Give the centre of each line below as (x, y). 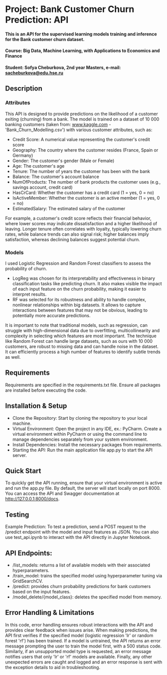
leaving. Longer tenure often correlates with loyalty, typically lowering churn (83, 229)
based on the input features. (41, 592)
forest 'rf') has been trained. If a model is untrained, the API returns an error (83, 640)
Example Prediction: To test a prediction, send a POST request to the (76, 527)
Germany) (23, 155)
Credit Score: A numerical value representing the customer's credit (81, 139)
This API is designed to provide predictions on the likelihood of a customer (82, 114)
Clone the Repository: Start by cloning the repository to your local (80, 418)
